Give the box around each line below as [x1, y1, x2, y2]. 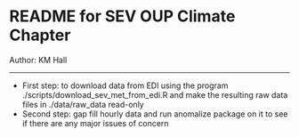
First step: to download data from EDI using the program [21, 80, 229, 91]
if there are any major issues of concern [21, 117, 169, 128]
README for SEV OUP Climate [9, 6, 236, 27]
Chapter [9, 25, 71, 45]
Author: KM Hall [9, 54, 68, 65]
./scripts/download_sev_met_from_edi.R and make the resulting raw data [21, 89, 288, 100]
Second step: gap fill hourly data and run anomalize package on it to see [21, 109, 288, 119]
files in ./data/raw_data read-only [21, 99, 144, 109]
